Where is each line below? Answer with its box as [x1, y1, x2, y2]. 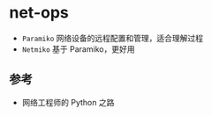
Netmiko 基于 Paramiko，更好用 [21, 43, 135, 54]
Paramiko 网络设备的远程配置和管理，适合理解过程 [21, 33, 204, 43]
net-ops [9, 3, 69, 23]
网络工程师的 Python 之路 [21, 97, 115, 107]
